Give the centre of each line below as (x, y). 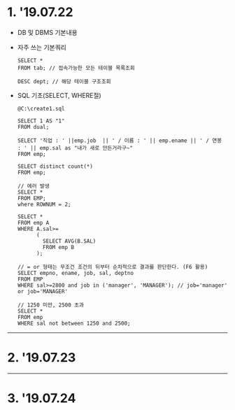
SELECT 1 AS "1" (41, 121)
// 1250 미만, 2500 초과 (50, 305)
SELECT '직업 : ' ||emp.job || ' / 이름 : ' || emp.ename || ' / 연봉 (120, 141)
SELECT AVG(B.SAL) (70, 241)
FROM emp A (33, 222)
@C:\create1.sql (41, 108)
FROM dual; (33, 127)
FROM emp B (59, 247)
